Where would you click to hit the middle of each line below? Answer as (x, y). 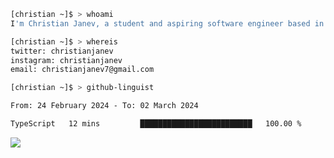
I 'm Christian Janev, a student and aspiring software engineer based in (167, 23)
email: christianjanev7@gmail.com (82, 70)
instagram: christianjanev (66, 60)
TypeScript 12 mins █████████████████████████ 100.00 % (156, 124)
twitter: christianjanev (62, 51)
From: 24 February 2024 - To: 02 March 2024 (104, 106)
